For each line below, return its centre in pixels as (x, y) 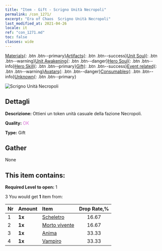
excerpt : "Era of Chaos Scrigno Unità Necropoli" (58, 19)
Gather (16, 148)
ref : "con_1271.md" (25, 32)
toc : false (16, 37)
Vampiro (52, 241)
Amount (28, 209)
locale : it (16, 28)
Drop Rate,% (94, 209)
